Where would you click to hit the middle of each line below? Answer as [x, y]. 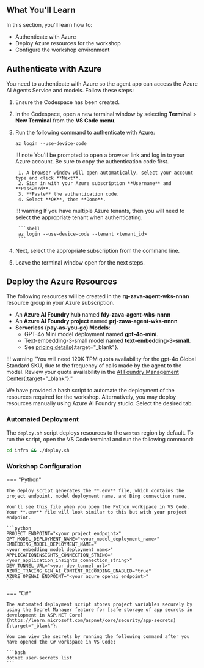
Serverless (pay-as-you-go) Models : [63, 328]
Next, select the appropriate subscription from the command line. [97, 250]
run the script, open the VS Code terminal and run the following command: [100, 439]
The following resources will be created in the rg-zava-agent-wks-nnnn [98, 296]
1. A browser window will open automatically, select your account [106, 173]
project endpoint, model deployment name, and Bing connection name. [97, 496]
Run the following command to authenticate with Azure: [85, 132]
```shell [29, 228]
